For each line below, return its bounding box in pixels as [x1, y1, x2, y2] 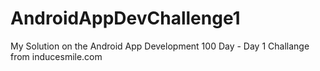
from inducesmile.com [10, 50, 103, 62]
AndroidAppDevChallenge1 [10, 7, 241, 30]
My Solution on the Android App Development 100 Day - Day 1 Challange [10, 40, 310, 52]
